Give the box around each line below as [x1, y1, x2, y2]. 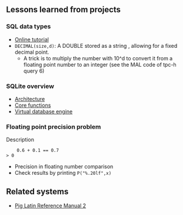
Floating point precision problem [6, 122, 101, 131]
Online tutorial [14, 35, 49, 43]
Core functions [14, 102, 51, 109]
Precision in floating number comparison [14, 163, 114, 170]
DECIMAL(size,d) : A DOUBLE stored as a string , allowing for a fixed [14, 42, 178, 49]
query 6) [23, 67, 45, 74]
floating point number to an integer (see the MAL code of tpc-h [23, 61, 177, 68]
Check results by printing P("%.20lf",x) [14, 170, 112, 177]
